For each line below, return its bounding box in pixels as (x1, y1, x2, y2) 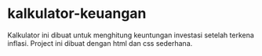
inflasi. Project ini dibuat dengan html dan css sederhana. (7, 38, 193, 47)
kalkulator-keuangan (7, 5, 147, 23)
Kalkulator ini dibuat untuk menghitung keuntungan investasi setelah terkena (7, 30, 254, 40)
